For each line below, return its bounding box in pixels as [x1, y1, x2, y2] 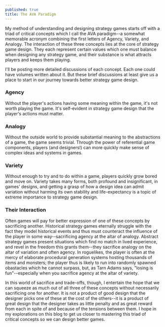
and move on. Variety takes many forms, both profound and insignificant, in [5, 178, 158, 185]
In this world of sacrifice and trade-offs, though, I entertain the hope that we [5, 279, 160, 286]
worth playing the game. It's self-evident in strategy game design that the [5, 105, 154, 111]
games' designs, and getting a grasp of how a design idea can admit [5, 184, 144, 190]
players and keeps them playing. [5, 57, 71, 63]
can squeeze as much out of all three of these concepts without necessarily [5, 285, 159, 291]
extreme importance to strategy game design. [5, 194, 98, 200]
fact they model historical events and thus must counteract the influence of [5, 228, 158, 234]
